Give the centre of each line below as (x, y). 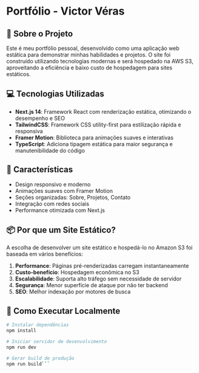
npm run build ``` (28, 364)
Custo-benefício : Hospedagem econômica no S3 (77, 273)
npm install (21, 331)
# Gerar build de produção (40, 358)
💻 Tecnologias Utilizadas (55, 94)
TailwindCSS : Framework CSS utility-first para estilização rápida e (98, 124)
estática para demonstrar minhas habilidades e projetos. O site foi (89, 55)
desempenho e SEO (40, 118)
